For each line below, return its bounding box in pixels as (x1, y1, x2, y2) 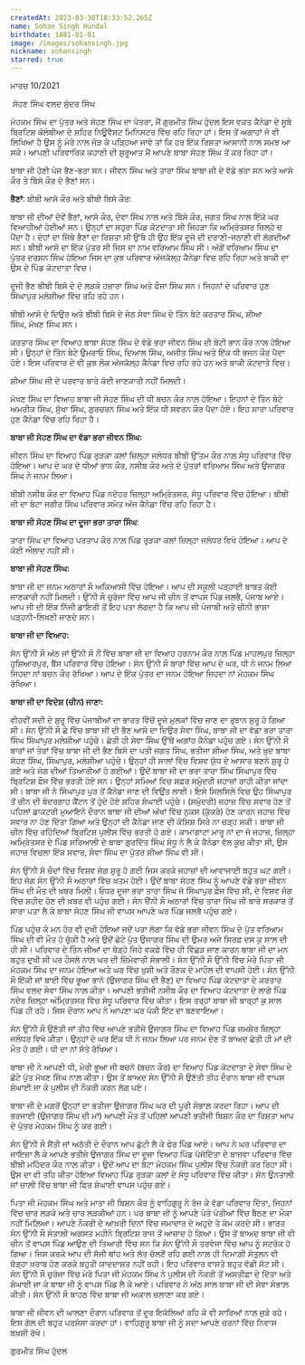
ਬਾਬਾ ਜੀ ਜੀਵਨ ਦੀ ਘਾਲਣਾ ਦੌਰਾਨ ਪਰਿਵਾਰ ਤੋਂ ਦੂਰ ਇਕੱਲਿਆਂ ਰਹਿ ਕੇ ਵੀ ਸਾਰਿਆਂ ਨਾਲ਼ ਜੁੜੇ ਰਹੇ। (10, 1307, 288, 1317)
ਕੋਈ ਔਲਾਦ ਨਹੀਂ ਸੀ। (10, 545, 75, 555)
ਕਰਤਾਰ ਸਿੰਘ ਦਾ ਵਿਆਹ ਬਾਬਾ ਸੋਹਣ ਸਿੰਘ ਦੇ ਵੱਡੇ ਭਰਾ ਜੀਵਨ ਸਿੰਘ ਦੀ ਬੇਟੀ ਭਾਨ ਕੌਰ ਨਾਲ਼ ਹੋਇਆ (10, 337, 291, 347)
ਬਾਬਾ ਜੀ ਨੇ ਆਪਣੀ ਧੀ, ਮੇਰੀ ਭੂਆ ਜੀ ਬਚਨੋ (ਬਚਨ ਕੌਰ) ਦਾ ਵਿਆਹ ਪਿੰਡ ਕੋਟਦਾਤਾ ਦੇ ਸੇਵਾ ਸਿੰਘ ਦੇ (10, 1062, 292, 1072)
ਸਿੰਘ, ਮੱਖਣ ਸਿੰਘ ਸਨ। (10, 318, 79, 329)
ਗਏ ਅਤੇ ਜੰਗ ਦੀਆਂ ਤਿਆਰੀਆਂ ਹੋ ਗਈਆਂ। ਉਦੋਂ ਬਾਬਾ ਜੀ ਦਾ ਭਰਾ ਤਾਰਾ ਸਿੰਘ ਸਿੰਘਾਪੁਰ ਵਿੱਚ (10, 765, 277, 776)
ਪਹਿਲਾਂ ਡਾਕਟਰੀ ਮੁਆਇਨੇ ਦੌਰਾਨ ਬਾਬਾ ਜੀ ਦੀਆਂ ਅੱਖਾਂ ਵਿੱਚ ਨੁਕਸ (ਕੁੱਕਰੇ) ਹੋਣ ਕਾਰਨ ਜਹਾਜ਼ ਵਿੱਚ (10, 806, 291, 817)
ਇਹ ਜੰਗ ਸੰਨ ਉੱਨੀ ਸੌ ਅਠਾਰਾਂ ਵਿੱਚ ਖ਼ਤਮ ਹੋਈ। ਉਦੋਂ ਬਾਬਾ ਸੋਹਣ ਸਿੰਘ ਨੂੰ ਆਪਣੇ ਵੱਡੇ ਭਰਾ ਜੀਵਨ (10, 875, 287, 886)
